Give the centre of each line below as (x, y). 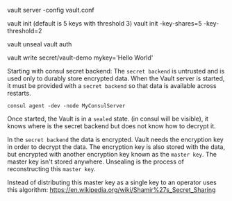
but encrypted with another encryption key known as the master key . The (112, 154)
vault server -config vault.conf (51, 10)
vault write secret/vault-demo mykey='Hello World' (80, 58)
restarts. (19, 93)
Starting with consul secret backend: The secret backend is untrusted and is (116, 71)
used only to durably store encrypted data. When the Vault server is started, (116, 78)
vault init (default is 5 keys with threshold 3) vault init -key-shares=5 (105, 23)
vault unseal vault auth (40, 44)
